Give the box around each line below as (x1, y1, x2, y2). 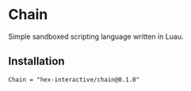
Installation (8, 55, 65, 68)
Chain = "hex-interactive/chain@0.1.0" (8, 75, 140, 84)
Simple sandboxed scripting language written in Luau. (8, 32, 184, 41)
